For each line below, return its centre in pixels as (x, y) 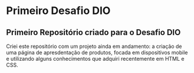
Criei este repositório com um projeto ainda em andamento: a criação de (94, 46)
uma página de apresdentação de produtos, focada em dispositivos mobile (97, 53)
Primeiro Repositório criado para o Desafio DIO (93, 32)
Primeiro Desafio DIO (58, 11)
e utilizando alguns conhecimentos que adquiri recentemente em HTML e (95, 59)
